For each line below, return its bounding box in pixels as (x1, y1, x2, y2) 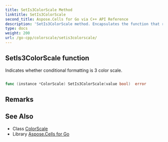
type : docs (5, 26, 28, 31)
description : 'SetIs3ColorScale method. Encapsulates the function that (5, 21, 160, 27)
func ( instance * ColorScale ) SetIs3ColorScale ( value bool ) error (5, 81, 146, 86)
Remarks (5, 95, 34, 103)
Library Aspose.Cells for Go (12, 131, 69, 137)
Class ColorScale (12, 125, 48, 131)
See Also (5, 112, 33, 121)
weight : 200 (5, 31, 30, 36)
